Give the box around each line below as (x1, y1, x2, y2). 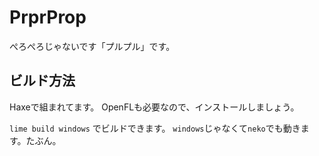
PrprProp (9, 6, 87, 29)
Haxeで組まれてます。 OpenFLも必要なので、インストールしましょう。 (9, 101, 300, 113)
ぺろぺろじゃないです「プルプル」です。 (9, 40, 176, 52)
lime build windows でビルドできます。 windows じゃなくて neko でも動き (9, 122, 301, 134)
